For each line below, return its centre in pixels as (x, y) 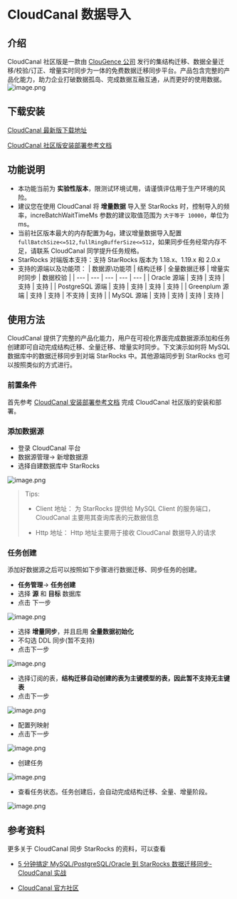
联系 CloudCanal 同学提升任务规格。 (90, 251)
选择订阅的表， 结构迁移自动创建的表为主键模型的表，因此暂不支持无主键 (123, 678)
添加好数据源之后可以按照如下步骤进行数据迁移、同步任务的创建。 (104, 570)
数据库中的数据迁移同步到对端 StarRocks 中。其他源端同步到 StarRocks (112, 356)
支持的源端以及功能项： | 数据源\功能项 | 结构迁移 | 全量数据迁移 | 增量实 (123, 269)
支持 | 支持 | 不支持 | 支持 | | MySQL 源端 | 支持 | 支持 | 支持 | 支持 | (127, 295)
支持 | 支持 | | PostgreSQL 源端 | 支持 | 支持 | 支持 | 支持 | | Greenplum (119, 286)
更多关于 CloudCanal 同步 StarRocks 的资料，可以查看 (86, 849)
